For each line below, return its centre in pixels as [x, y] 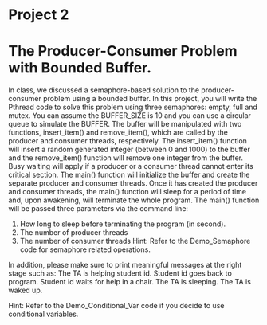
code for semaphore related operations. [85, 249]
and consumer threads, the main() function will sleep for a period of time [128, 192]
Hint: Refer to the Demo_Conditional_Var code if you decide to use [116, 306]
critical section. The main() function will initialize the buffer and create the [129, 175]
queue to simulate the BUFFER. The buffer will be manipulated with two [125, 124]
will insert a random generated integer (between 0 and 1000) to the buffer [130, 150]
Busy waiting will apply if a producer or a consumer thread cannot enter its [131, 166]
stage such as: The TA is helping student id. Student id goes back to [120, 273]
